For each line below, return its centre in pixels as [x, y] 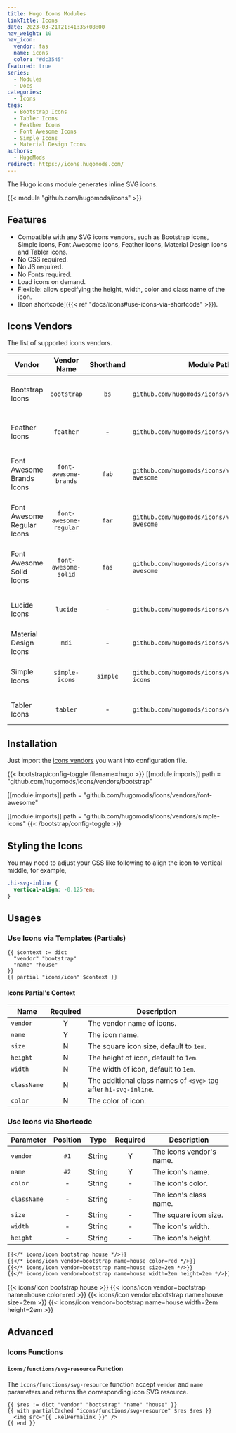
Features [27, 220]
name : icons [31, 53]
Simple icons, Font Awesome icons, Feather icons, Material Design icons [122, 244]
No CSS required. [43, 259]
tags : [15, 105]
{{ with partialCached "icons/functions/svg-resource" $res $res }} [110, 1410]
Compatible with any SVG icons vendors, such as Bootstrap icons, [113, 237]
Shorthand [108, 365]
